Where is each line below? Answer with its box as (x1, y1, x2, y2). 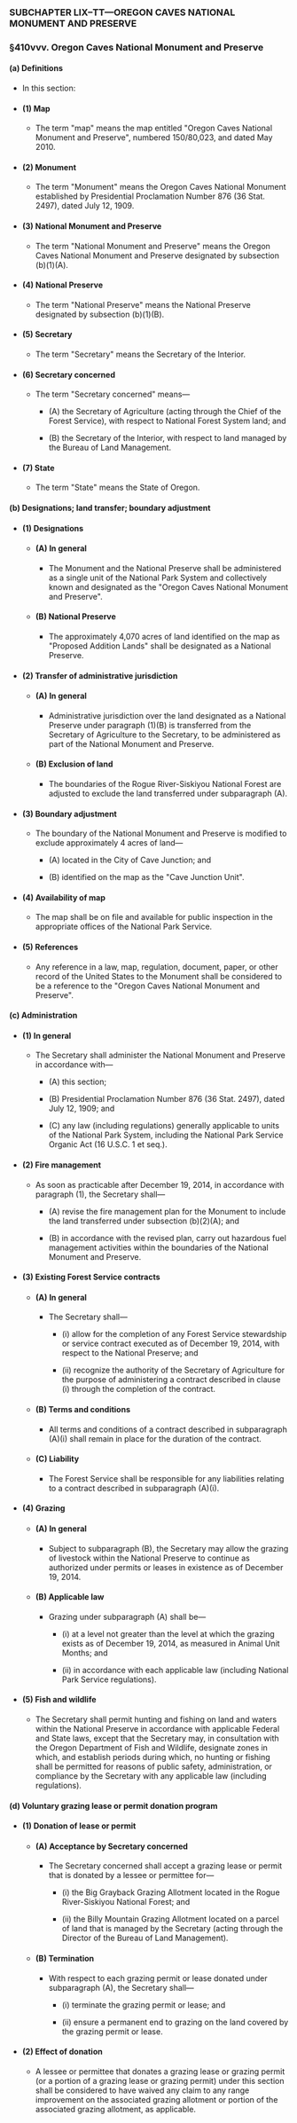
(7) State (21, 462, 55, 473)
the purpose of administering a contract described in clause (61, 1374, 281, 1385)
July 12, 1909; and (48, 1103, 115, 1114)
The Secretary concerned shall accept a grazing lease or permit (48, 1860, 283, 1871)
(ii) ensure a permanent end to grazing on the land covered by (61, 2017, 289, 2027)
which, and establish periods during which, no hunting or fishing (35, 1752, 270, 1763)
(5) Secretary (21, 329, 73, 340)
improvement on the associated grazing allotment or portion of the (35, 2094, 278, 2104)
